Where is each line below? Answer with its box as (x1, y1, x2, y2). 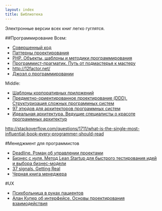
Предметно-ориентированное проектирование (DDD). (12, 95, 128, 101)
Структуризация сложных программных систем (12, 100, 114, 106)
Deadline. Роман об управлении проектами (12, 150, 103, 156)
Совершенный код (12, 44, 52, 50)
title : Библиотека (5, 12, 43, 17)
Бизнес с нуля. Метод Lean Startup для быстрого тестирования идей (12, 155, 157, 161)
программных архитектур (12, 116, 67, 122)
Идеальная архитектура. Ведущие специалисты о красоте (12, 110, 135, 116)
